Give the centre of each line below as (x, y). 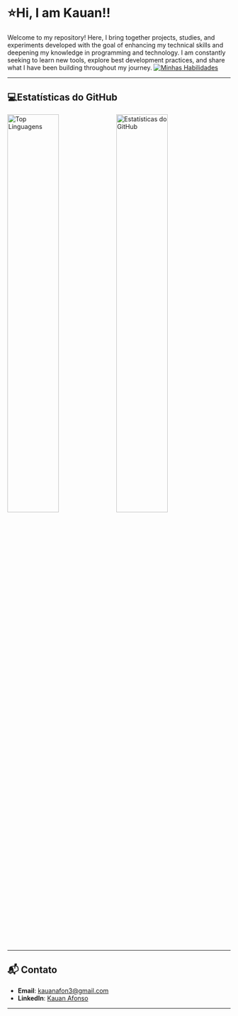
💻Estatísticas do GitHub (63, 97)
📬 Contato (33, 970)
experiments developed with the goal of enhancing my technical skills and (115, 45)
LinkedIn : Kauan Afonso (53, 998)
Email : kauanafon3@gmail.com (63, 990)
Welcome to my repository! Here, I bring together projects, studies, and (111, 37)
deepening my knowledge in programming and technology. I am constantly (117, 52)
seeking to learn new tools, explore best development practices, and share (116, 60)
